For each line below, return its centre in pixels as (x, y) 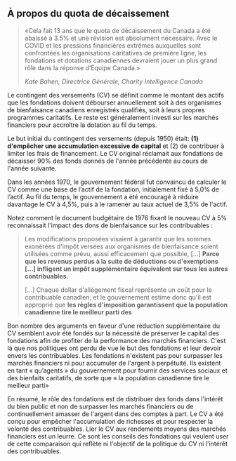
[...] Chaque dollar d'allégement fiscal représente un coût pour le (118, 290)
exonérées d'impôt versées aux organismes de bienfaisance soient (121, 246)
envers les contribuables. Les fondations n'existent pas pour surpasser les (115, 355)
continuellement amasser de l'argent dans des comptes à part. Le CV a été (116, 414)
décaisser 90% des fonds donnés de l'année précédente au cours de (108, 161)
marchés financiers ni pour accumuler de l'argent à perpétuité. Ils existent (114, 363)
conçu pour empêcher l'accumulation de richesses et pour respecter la (110, 421)
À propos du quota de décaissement (88, 14)
